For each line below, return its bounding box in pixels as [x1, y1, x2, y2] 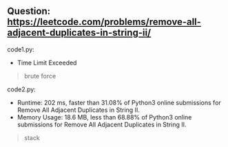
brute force [23, 71, 56, 80]
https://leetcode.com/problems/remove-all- [7, 16, 202, 28]
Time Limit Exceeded [17, 58, 77, 67]
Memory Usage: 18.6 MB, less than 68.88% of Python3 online [17, 113, 192, 121]
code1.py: [7, 45, 34, 54]
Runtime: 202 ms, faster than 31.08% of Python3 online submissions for [17, 98, 222, 106]
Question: [7, 5, 51, 17]
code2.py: [7, 85, 36, 93]
